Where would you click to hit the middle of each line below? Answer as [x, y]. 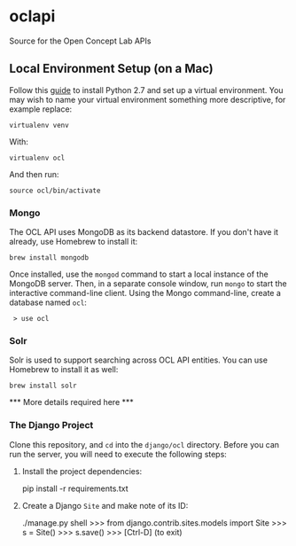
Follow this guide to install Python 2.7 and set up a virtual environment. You [146, 90]
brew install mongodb [49, 258]
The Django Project [51, 425]
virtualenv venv [39, 125]
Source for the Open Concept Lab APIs [80, 41]
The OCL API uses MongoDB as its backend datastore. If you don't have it [144, 232]
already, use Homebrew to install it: [74, 242]
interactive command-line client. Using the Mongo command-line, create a [145, 293]
